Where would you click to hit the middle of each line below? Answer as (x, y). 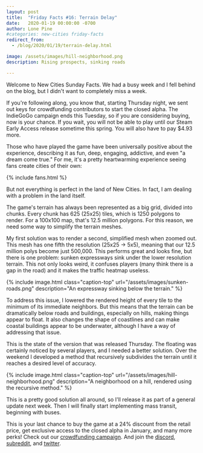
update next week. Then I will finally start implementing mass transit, (92, 406)
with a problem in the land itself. (46, 195)
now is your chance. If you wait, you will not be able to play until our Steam (99, 122)
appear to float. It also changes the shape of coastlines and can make (93, 319)
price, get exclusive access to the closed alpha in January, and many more (99, 430)
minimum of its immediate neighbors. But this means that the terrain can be (100, 306)
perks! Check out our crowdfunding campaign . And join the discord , (91, 437)
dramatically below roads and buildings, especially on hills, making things (98, 313)
